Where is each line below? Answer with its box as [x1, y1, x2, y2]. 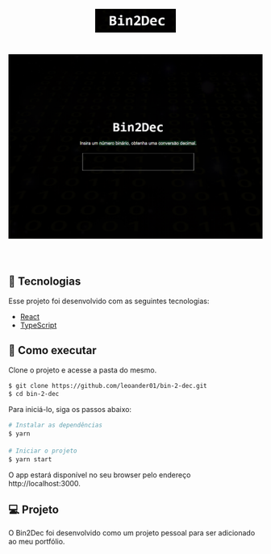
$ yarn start [8, 455, 52, 464]
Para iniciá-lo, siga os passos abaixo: [8, 405, 131, 414]
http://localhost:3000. [8, 478, 81, 488]
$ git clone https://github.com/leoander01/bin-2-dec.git [8, 381, 207, 389]
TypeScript [19, 320, 57, 330]
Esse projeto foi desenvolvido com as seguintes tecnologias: [8, 296, 210, 306]
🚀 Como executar [8, 344, 97, 357]
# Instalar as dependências [8, 421, 103, 430]
